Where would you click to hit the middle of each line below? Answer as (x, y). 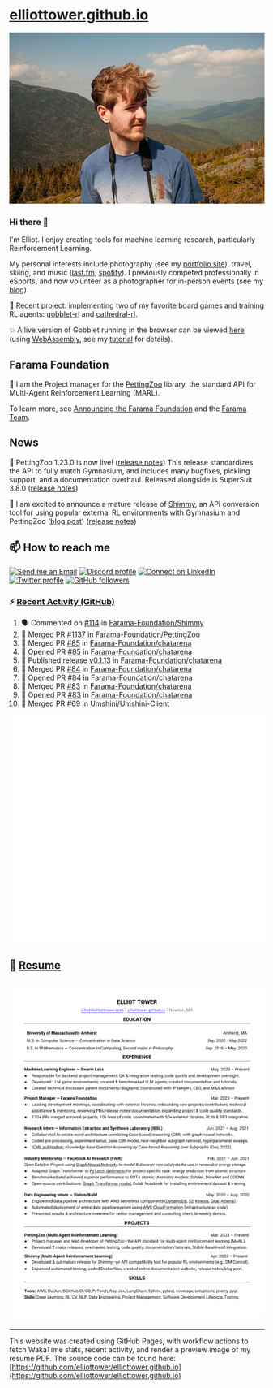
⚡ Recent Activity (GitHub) (62, 601)
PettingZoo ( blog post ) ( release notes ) (73, 521)
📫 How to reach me (60, 548)
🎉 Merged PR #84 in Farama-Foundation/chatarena (107, 668)
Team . (20, 417)
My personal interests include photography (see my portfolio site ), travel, (131, 264)
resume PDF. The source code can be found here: (93, 1358)
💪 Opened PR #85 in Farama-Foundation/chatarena (107, 651)
